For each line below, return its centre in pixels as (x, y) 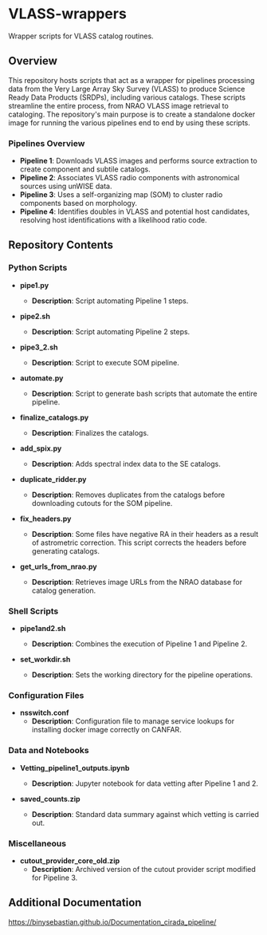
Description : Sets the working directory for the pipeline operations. (142, 675)
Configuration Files (46, 695)
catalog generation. (64, 590)
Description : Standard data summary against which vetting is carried (145, 814)
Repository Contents (61, 245)
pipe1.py (34, 285)
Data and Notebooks (49, 751)
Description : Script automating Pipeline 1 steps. (110, 301)
